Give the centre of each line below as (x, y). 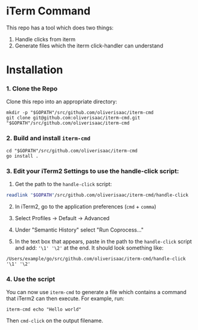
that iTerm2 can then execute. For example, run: (65, 299)
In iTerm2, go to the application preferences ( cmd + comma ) (86, 206)
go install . (22, 156)
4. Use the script (31, 279)
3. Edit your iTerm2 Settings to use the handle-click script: (93, 171)
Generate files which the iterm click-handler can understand (89, 46)
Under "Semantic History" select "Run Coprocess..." (79, 230)
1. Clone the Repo (32, 89)
